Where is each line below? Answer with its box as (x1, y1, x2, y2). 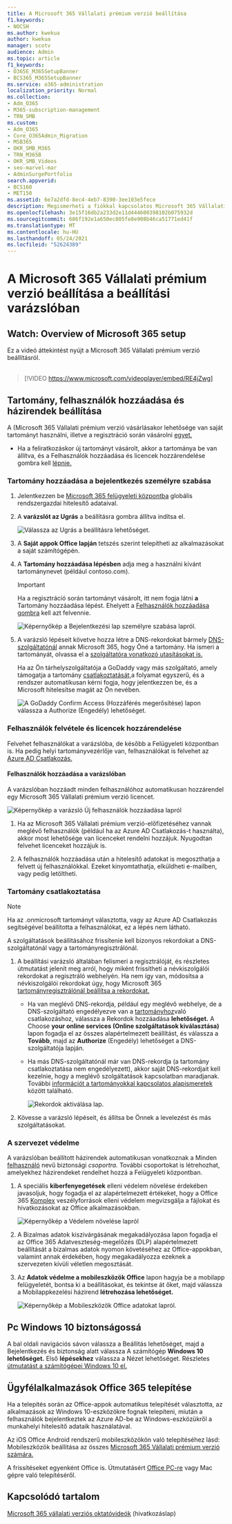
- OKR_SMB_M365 (7, 145, 51, 152)
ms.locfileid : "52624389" (7, 241, 81, 249)
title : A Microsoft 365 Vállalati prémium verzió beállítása (7, 10, 187, 17)
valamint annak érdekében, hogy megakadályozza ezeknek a (17, 1252, 191, 1261)
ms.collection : (7, 94, 51, 101)
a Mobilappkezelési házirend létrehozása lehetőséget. (17, 1288, 174, 1296)
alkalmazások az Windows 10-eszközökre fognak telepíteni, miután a (7, 1407, 203, 1416)
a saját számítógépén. (17, 546, 80, 555)
